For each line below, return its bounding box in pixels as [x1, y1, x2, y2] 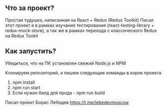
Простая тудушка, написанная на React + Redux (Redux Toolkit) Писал [5, 17, 154, 23]
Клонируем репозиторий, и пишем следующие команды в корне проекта [5, 70, 162, 75]
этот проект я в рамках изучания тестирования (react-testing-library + [5, 22, 155, 28]
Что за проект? [5, 4, 55, 12]
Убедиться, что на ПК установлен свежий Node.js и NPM [5, 60, 126, 66]
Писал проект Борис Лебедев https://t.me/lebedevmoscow [5, 99, 129, 105]
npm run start [12, 84, 41, 90]
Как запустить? [5, 47, 56, 56]
